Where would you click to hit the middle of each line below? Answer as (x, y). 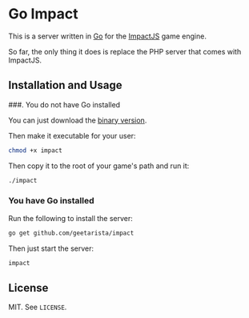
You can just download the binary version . (78, 120)
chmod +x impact (35, 150)
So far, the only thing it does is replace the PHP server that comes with (125, 51)
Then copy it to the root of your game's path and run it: (99, 166)
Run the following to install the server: (71, 218)
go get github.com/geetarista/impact (71, 233)
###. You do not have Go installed (64, 104)
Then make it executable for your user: (72, 135)
